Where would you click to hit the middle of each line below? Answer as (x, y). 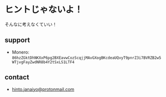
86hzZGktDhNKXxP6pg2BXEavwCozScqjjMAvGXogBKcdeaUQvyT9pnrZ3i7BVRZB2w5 (86, 58)
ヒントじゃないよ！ (44, 10)
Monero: (20, 52)
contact (17, 77)
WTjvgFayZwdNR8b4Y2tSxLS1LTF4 (43, 62)
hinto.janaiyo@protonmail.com (43, 89)
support (17, 40)
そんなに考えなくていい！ (31, 24)
